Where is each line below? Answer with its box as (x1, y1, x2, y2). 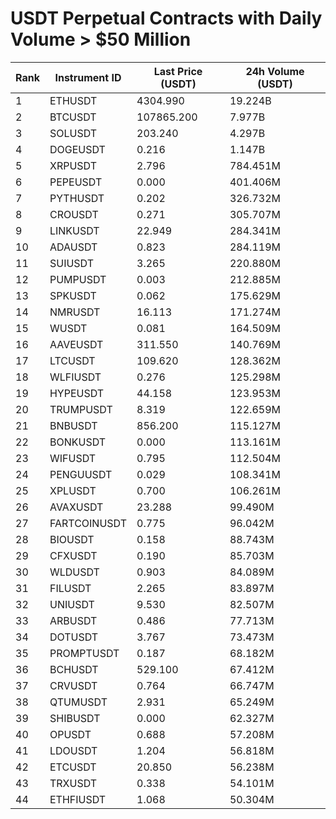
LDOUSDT (49, 743, 98, 757)
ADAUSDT (49, 240, 98, 254)
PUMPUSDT (49, 272, 107, 286)
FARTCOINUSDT (49, 516, 127, 530)
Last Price (153, 64, 203, 78)
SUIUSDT (49, 256, 95, 270)
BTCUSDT (49, 110, 97, 124)
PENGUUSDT (49, 467, 113, 481)
